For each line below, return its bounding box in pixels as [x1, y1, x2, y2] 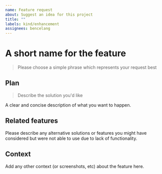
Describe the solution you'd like [17, 92, 83, 98]
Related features [5, 117, 59, 125]
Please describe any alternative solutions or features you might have [5, 130, 147, 136]
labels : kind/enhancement [5, 21, 59, 27]
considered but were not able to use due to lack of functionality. [5, 135, 137, 141]
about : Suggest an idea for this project [5, 12, 93, 17]
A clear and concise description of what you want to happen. [5, 102, 131, 108]
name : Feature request [5, 7, 53, 13]
